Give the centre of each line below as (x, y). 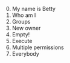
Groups (21, 22)
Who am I (24, 15)
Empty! (21, 35)
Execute (22, 41)
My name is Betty (34, 9)
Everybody (25, 54)
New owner (26, 28)
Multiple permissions (38, 47)
